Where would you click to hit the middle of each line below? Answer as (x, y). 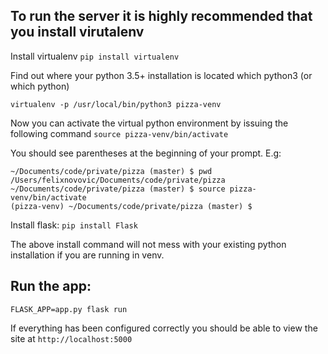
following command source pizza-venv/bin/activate (119, 133)
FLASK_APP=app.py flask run (69, 309)
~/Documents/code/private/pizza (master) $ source (118, 189)
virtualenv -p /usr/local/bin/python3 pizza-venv (116, 104)
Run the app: (51, 286)
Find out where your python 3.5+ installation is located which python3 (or (161, 75)
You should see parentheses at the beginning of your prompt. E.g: (146, 153)
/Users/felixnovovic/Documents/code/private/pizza (118, 180)
